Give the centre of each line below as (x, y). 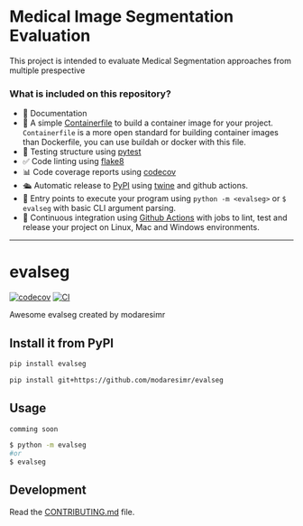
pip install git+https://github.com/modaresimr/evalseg (116, 380)
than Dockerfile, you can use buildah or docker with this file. (134, 143)
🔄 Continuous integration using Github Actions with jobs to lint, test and (155, 217)
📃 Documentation (55, 114)
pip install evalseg (48, 364)
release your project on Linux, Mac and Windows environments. (141, 227)
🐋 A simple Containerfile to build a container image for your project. (147, 123)
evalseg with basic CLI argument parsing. (99, 208)
